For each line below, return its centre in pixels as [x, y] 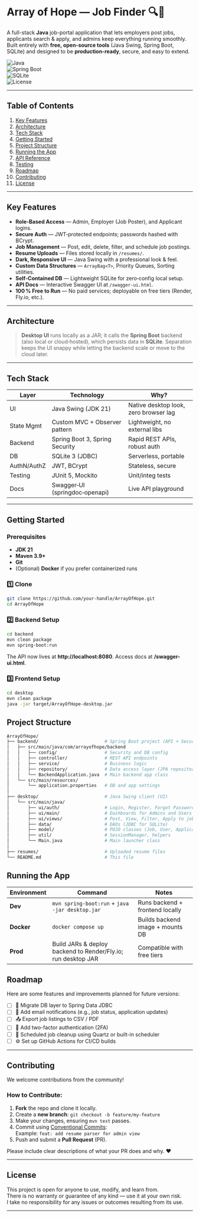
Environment [28, 892]
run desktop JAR [75, 959]
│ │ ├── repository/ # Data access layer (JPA [87, 769]
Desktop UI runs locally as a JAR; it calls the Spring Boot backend [102, 335]
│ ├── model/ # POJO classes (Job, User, [90, 830]
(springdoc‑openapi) [81, 493]
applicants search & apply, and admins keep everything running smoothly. [97, 38]
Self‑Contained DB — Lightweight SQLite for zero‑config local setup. [99, 278]
